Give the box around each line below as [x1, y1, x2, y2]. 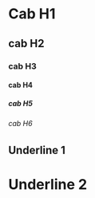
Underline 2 [8, 175, 88, 193]
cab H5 [8, 98, 34, 108]
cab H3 [8, 61, 38, 72]
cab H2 [8, 37, 45, 50]
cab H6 [8, 119, 34, 129]
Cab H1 [8, 5, 56, 23]
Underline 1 [8, 143, 66, 156]
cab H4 [8, 81, 34, 90]
